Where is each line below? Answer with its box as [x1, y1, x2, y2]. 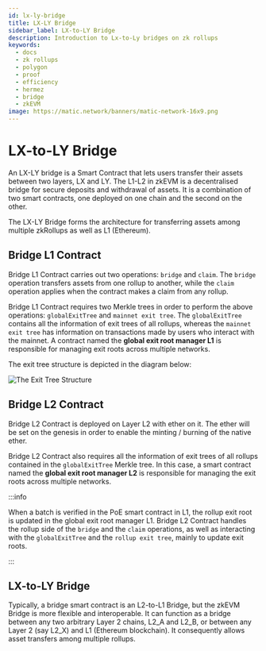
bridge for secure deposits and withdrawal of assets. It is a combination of [8, 184, 252, 195]
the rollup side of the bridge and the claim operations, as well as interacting [8, 524, 256, 534]
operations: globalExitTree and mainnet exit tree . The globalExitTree [8, 310, 242, 320]
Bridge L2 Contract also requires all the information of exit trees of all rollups [8, 451, 258, 460]
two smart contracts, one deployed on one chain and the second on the [8, 193, 242, 202]
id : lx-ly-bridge [8, 11, 66, 20]
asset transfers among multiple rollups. [8, 634, 137, 644]
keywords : [8, 41, 41, 49]
